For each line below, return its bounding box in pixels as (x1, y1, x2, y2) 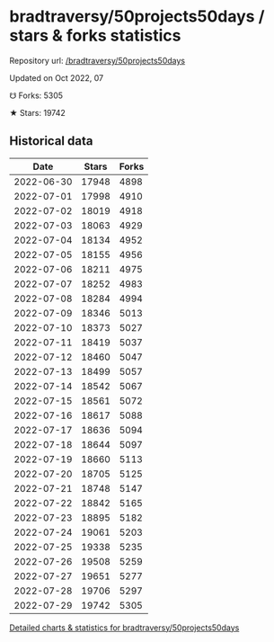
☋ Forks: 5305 (9, 90, 64, 101)
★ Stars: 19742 (9, 107, 66, 118)
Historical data (9, 133, 93, 149)
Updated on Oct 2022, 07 (9, 72, 104, 83)
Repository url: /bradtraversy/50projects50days (9, 55, 186, 66)
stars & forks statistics (9, 25, 181, 46)
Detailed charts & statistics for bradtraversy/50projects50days (9, 622, 240, 633)
